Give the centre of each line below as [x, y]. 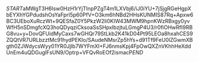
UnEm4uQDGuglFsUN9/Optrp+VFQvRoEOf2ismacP [69, 52]
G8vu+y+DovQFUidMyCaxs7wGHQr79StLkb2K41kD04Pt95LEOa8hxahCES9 [99, 34]
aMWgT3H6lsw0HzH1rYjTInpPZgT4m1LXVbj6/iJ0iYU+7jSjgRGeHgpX [107, 9]
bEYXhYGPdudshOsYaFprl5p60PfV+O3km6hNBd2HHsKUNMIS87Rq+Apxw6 [100, 15]
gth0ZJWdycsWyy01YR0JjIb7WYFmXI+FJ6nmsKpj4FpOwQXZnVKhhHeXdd [99, 46]
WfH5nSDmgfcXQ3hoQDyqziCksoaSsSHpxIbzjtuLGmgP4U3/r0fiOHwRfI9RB [99, 27]
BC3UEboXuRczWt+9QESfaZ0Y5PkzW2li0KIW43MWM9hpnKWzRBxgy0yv [98, 21]
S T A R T [15, 9]
